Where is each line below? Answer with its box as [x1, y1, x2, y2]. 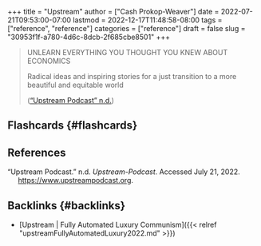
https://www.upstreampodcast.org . [18, 176, 133, 185]
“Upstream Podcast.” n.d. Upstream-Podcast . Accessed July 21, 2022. [7, 167, 240, 177]
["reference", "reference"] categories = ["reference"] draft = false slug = [7, 24, 246, 33]
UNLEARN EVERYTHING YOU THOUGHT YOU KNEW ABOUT [26, 48, 228, 57]
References [7, 145, 66, 159]
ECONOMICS [26, 56, 71, 65]
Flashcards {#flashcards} [7, 119, 137, 133]
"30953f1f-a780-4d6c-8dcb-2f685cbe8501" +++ [7, 32, 171, 42]
